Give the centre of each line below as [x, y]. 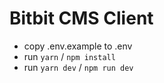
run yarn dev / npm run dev [78, 67]
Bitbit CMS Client [81, 18]
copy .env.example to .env [78, 46]
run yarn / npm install [69, 56]
